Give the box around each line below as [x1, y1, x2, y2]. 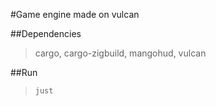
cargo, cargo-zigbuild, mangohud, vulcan [34, 47, 207, 59]
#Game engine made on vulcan [10, 9, 140, 20]
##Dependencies [10, 28, 82, 39]
